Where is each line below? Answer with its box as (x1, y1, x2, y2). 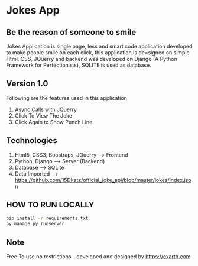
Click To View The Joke (14, 112, 73, 119)
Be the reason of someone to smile (6, 27, 137, 37)
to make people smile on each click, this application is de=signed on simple (6, 49, 190, 56)
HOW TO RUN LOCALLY (6, 200, 95, 210)
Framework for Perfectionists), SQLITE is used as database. (6, 61, 152, 69)
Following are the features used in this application (6, 94, 127, 101)
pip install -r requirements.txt (6, 215, 89, 222)
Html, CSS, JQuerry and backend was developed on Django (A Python (6, 56, 177, 62)
